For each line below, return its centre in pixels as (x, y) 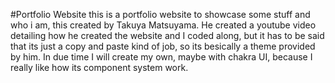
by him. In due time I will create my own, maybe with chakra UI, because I (161, 57)
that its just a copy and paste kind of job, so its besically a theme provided (163, 46)
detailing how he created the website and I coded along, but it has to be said (167, 35)
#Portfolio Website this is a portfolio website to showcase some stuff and (160, 14)
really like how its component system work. (99, 67)
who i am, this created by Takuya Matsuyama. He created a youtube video (163, 25)
